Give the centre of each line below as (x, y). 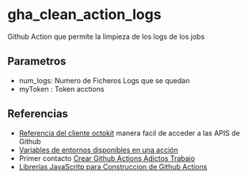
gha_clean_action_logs (84, 15)
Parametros (37, 61)
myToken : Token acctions (61, 89)
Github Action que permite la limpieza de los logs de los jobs (106, 36)
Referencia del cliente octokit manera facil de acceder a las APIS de (130, 133)
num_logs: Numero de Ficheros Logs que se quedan (104, 80)
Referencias (38, 114)
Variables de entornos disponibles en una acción (99, 150)
